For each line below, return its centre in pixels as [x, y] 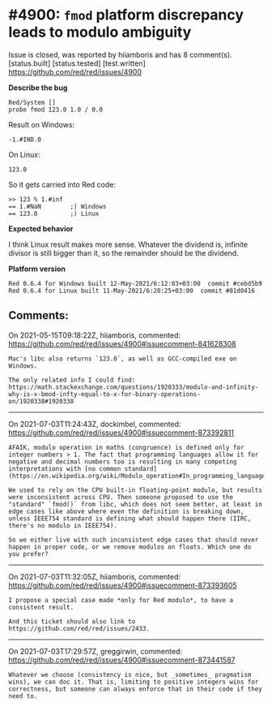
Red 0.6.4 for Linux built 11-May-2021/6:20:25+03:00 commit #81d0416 [132, 291]
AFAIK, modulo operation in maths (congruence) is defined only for [126, 447]
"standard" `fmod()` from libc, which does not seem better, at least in [136, 504]
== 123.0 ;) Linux [54, 213]
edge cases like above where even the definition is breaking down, [126, 511]
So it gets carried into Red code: [62, 184]
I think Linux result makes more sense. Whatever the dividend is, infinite [128, 244]
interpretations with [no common [65, 468]
